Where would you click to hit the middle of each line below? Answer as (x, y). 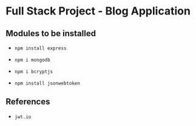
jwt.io (23, 117)
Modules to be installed (51, 33)
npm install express (40, 48)
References (28, 102)
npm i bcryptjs (34, 72)
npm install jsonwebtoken (47, 83)
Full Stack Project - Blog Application (98, 11)
